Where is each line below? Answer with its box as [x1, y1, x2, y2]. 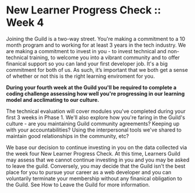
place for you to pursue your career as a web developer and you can [6, 168, 172, 175]
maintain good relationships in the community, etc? [6, 132, 129, 139]
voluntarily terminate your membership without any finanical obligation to [6, 175, 183, 182]
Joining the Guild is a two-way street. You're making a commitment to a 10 [6, 35, 186, 42]
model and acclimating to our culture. [6, 96, 100, 103]
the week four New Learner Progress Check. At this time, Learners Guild [6, 150, 180, 157]
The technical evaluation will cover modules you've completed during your [6, 108, 186, 115]
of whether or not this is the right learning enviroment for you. [6, 73, 155, 80]
